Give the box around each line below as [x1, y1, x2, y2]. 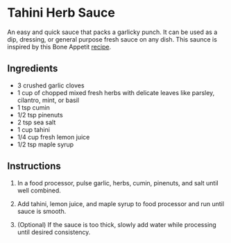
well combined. [17, 186, 61, 194]
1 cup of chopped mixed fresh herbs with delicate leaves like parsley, [17, 88, 215, 97]
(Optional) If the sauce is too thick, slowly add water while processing [17, 220, 216, 228]
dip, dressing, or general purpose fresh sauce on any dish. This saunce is [7, 35, 217, 43]
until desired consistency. [17, 228, 91, 236]
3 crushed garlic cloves [17, 81, 85, 90]
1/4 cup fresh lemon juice [17, 133, 90, 141]
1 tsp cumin [17, 103, 50, 112]
